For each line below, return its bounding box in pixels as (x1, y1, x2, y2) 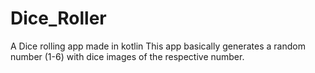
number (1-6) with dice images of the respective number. (10, 50, 245, 62)
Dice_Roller (10, 7, 107, 30)
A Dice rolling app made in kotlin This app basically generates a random (10, 40, 306, 52)
